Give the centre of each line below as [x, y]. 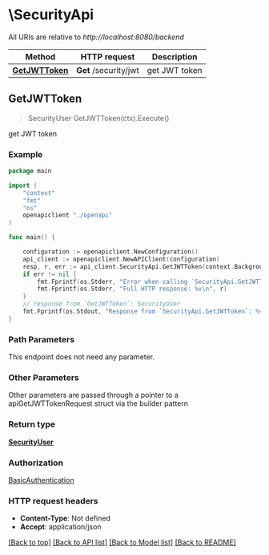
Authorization [36, 463]
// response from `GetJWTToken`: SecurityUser [102, 304]
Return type [32, 424]
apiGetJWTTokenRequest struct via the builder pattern [98, 403]
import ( [23, 185]
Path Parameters [41, 339]
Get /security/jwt [108, 70]
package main [30, 171]
